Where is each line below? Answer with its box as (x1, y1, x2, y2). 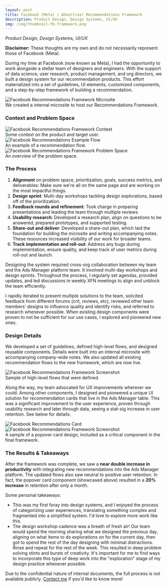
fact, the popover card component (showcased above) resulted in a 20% (5, 477, 156, 483)
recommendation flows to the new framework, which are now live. (5, 360, 142, 366)
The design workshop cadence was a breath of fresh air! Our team (12, 524, 150, 530)
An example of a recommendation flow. (5, 142, 86, 148)
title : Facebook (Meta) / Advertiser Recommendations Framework (5, 12, 142, 17)
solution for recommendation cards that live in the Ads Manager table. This (5, 395, 160, 401)
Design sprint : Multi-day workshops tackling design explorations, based (12, 192, 162, 199)
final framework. (5, 437, 39, 443)
